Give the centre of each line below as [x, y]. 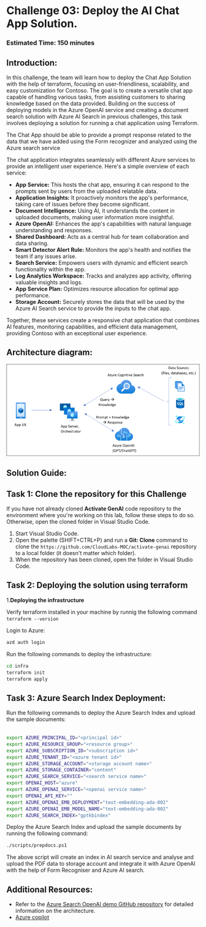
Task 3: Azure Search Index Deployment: [86, 698]
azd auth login [26, 642]
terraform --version [33, 619]
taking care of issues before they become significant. [82, 204]
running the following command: [47, 833]
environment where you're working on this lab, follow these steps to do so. [101, 515]
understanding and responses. [54, 230]
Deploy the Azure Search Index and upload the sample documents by [94, 827]
